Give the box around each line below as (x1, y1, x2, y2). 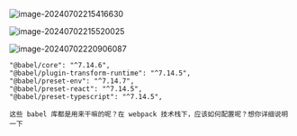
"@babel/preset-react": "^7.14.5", (9, 85, 143, 94)
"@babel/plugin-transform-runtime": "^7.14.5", (9, 68, 192, 77)
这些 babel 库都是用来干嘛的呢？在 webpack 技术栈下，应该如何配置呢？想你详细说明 (9, 110, 289, 119)
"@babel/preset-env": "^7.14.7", (9, 77, 135, 86)
